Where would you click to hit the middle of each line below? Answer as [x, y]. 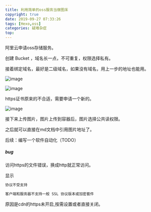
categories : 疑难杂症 [26, 28]
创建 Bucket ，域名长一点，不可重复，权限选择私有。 [59, 58]
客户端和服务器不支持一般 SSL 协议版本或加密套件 [50, 194]
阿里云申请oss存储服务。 [31, 48]
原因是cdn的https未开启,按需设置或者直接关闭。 [54, 204]
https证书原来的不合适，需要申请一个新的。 [50, 99]
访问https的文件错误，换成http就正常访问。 [49, 165]
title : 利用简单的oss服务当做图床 [37, 10]
